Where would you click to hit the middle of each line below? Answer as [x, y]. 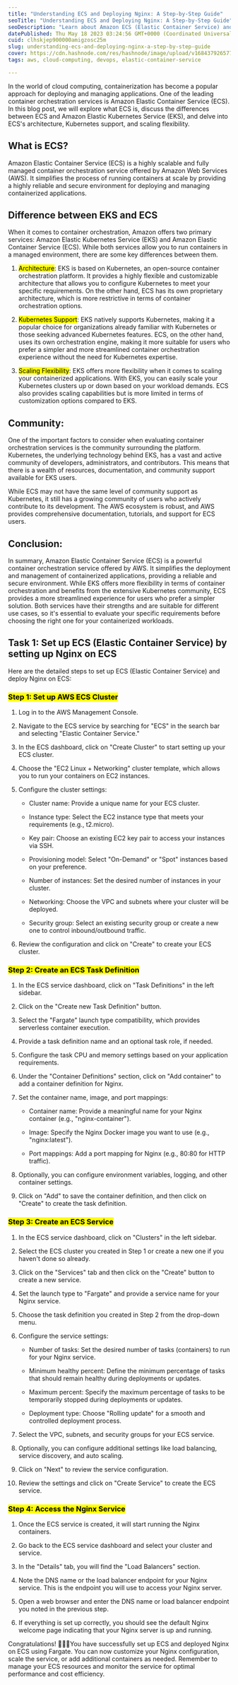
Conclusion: [35, 544]
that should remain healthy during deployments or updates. [115, 1378]
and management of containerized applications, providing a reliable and [113, 576]
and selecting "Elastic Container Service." [79, 734]
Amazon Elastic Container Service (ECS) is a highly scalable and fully [108, 163]
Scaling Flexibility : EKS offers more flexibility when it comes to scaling [120, 371]
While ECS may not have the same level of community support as [103, 491]
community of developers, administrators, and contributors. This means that [119, 463]
